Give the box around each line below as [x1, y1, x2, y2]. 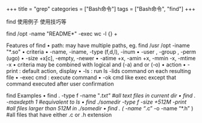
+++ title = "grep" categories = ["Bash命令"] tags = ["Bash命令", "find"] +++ [6, 5, 196, 12]
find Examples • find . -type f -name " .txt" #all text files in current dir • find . [6, 92, 196, 99]
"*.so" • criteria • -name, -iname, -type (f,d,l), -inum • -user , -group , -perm [6, 48, 197, 55]
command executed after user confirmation [6, 80, 115, 87]
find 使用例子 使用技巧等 [6, 18, 67, 25]
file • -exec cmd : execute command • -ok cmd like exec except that [6, 74, 177, 81]
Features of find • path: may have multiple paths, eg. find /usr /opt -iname [6, 42, 190, 49]
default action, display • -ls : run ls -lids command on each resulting [22, 68, 191, 74]
